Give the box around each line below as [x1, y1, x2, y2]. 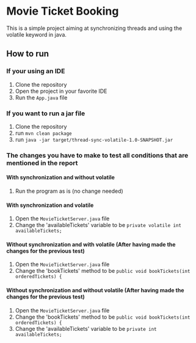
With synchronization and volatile [6, 201, 94, 209]
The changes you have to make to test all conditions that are [6, 151, 189, 159]
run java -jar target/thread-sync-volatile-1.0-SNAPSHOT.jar [15, 135, 173, 143]
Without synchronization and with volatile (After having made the [6, 240, 176, 248]
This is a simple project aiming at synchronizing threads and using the [6, 24, 183, 32]
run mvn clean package [15, 129, 72, 137]
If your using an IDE [6, 67, 65, 76]
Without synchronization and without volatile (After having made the [6, 287, 184, 294]
